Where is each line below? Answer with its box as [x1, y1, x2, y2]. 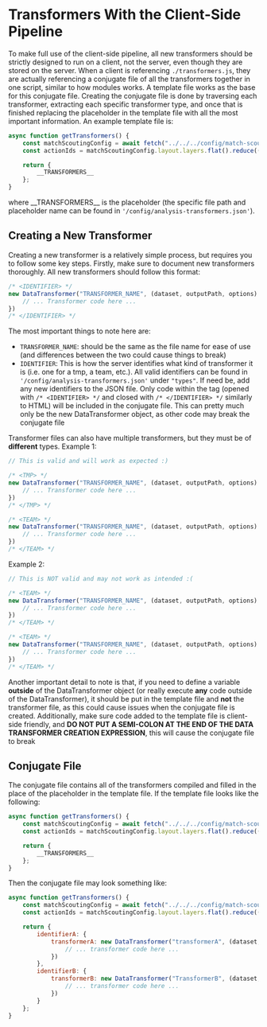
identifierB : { [37, 967, 87, 975]
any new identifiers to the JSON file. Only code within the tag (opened [19, 384, 250, 394]
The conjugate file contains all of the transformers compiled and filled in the [8, 780, 257, 790]
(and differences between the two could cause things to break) [19, 350, 226, 360]
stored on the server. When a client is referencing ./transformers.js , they [8, 65, 251, 75]
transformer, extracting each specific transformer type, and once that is [8, 99, 243, 109]
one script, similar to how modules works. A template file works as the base [8, 82, 256, 92]
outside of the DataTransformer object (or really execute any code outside [8, 686, 253, 695]
